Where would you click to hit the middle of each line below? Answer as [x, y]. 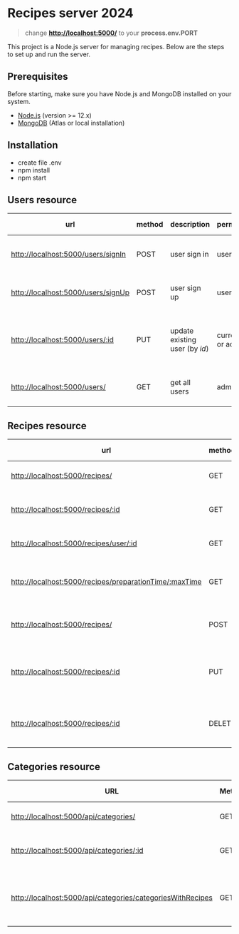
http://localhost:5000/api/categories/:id [77, 850]
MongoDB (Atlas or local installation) [71, 123]
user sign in [190, 255]
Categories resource [54, 767]
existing [184, 340]
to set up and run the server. [49, 54]
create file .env [39, 163]
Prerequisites [38, 77]
